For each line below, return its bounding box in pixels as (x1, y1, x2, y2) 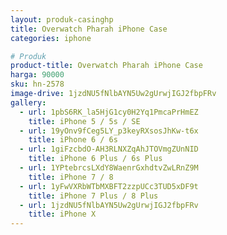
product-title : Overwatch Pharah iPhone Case (10, 61, 203, 71)
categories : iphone (10, 33, 92, 43)
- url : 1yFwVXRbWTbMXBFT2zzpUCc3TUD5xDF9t (19, 181, 199, 191)
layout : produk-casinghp (10, 14, 114, 25)
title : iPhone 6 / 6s (28, 135, 118, 145)
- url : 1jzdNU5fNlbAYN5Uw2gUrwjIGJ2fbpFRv (19, 200, 199, 210)
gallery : (10, 97, 47, 108)
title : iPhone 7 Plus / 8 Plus (28, 191, 159, 201)
